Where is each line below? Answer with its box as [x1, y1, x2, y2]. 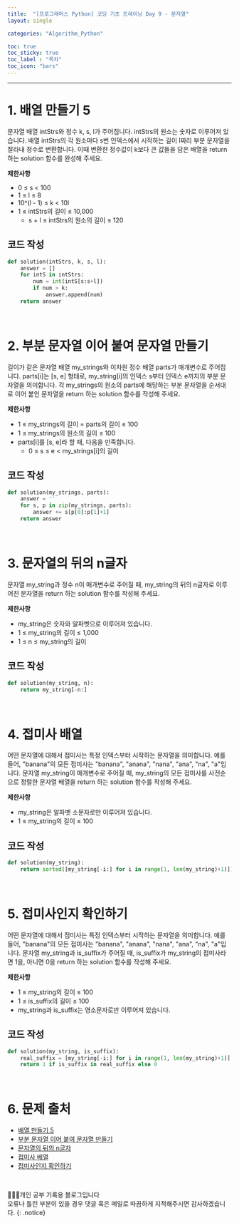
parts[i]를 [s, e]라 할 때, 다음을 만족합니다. [17, 438, 136, 446]
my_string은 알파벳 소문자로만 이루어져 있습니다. [17, 808, 153, 817]
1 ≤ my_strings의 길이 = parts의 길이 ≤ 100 [17, 420, 139, 428]
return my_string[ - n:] [20, 686, 87, 693]
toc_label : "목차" [7, 56, 63, 63]
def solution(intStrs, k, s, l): [7, 258, 107, 265]
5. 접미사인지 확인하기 [7, 906, 128, 922]
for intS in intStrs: [20, 272, 84, 279]
